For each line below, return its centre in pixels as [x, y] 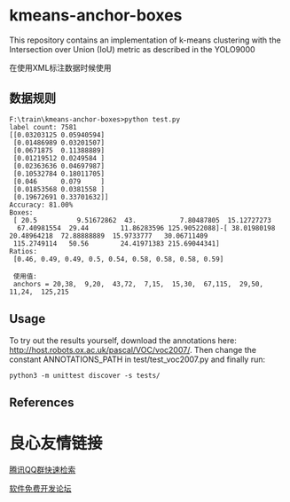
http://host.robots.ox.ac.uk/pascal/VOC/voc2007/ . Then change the [133, 349]
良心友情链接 [56, 443]
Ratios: [24, 251]
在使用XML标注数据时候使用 [61, 67]
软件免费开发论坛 [40, 488]
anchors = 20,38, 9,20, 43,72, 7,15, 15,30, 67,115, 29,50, [138, 284]
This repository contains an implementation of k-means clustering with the [145, 40]
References [42, 402]
